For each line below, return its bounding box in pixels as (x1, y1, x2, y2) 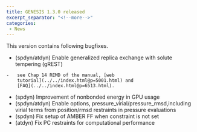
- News (8, 25, 26, 32)
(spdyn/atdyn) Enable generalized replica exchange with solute (15, 54, 173, 61)
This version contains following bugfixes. (6, 42, 109, 50)
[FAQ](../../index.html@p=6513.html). (17, 83, 115, 89)
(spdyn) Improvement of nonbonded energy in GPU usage (15, 93, 160, 101)
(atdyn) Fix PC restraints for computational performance (15, 119, 155, 127)
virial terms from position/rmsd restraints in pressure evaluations (15, 107, 176, 114)
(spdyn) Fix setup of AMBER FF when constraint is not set (15, 113, 159, 120)
